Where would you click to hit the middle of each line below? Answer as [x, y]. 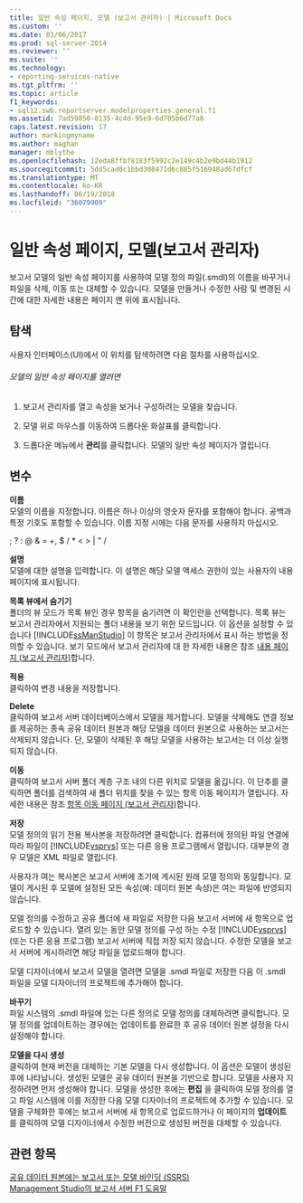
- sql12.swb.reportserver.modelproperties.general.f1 [113, 110]
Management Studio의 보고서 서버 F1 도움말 [88, 1189]
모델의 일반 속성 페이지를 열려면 [65, 377]
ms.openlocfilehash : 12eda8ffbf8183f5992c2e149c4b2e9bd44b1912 [131, 161]
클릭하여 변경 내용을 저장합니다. [65, 687]
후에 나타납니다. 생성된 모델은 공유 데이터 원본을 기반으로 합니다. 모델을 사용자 [147, 1077]
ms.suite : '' [34, 60]
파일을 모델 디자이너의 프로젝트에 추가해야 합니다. [96, 982]
